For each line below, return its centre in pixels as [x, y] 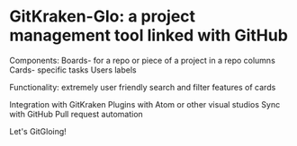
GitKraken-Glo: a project [103, 17]
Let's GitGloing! [38, 131]
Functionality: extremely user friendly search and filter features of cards [143, 87]
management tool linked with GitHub [148, 35]
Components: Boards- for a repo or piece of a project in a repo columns [143, 60]
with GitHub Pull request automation [76, 114]
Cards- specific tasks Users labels [73, 70]
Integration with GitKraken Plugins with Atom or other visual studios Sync [145, 104]
